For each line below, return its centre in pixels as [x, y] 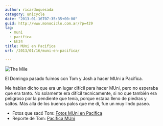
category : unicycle [25, 14]
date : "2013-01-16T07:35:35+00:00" [41, 19]
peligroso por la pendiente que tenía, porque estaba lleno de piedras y [76, 98]
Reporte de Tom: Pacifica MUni [44, 118]
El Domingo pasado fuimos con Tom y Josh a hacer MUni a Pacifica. [74, 78]
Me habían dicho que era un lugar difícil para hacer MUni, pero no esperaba [81, 88]
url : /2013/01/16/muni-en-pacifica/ [42, 50]
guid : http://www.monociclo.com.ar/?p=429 [49, 23]
